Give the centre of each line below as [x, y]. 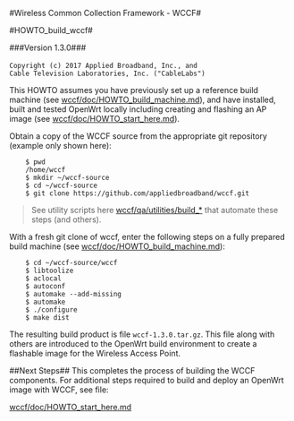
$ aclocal [44, 279]
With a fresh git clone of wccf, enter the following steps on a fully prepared [147, 237]
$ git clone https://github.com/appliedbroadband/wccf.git [138, 193]
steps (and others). [66, 219]
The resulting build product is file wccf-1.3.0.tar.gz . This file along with [142, 334]
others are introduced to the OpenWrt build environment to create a [133, 344]
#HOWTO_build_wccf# [51, 30]
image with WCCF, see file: [59, 390]
